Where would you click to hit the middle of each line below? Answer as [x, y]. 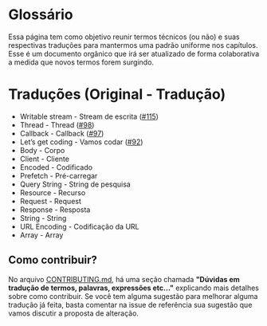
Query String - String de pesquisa [75, 184]
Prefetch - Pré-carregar [59, 175]
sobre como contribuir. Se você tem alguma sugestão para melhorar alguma [133, 296]
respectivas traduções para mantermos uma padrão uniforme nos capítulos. [133, 45]
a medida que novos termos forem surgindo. [81, 62]
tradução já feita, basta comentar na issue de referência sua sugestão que [130, 304]
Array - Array [41, 235]
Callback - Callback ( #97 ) [62, 133]
